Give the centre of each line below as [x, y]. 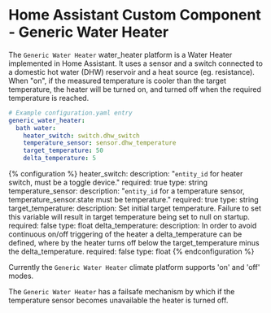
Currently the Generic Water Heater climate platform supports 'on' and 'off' [134, 267]
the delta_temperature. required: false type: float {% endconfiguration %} [131, 252]
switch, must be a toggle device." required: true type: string [108, 183]
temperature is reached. [49, 98]
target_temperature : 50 [63, 151]
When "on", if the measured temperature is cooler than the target [117, 80]
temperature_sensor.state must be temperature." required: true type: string [133, 200]
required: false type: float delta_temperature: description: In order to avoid [133, 226]
